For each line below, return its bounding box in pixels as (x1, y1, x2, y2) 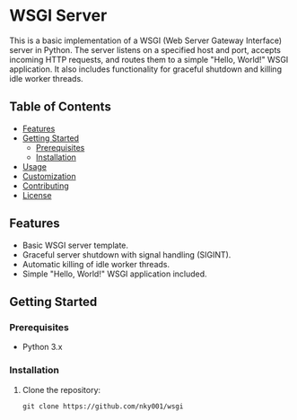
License (22, 189, 52, 200)
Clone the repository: (22, 384, 101, 395)
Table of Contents (9, 100, 112, 115)
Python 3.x (22, 342, 63, 353)
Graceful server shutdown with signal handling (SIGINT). (22, 249, 231, 260)
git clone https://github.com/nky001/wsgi (22, 401, 184, 411)
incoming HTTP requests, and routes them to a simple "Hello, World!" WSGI (9, 54, 289, 65)
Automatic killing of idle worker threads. (22, 258, 170, 269)
